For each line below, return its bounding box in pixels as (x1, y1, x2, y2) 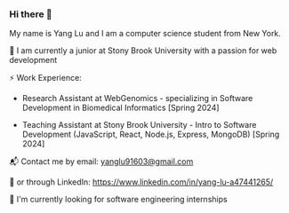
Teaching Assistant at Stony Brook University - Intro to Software (21, 120, 257, 130)
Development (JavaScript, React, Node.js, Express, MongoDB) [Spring (21, 129, 280, 140)
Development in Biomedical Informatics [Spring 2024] (21, 102, 220, 114)
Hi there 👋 (9, 8, 53, 20)
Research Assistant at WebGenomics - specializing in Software (21, 93, 253, 104)
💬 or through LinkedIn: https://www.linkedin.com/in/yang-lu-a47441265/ (9, 177, 274, 187)
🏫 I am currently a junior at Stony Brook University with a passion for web (9, 45, 277, 56)
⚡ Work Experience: (9, 73, 82, 83)
